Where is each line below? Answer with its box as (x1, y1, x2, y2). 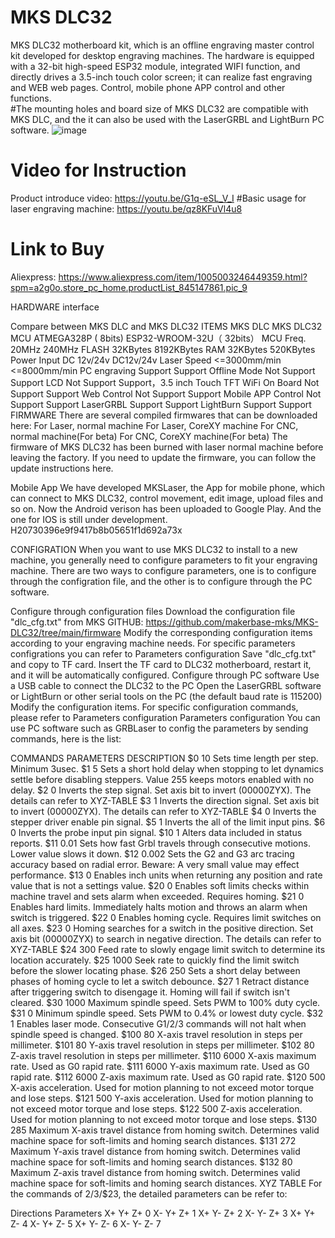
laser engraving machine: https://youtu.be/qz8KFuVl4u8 (10, 202, 243, 215)
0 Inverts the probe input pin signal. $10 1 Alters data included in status (10, 826, 303, 838)
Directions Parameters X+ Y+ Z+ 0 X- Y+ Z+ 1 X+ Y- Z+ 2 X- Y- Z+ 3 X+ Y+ (10, 1207, 316, 1219)
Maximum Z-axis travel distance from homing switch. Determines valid (10, 1166, 301, 1178)
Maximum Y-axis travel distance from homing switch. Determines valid (10, 1145, 301, 1157)
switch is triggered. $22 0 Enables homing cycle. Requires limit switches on (10, 911, 322, 923)
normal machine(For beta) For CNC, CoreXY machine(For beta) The (10, 430, 288, 442)
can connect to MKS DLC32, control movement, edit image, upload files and (10, 492, 324, 504)
